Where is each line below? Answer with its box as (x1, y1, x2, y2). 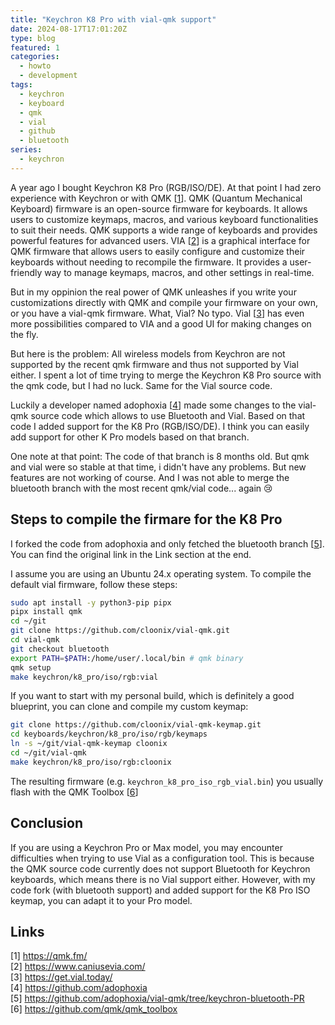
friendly (10, 266, 43, 278)
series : (10, 145, 43, 155)
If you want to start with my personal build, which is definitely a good (10, 690, 295, 702)
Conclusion (10, 815, 84, 832)
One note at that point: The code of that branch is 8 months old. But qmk (10, 450, 310, 462)
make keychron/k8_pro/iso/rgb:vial (10, 672, 159, 682)
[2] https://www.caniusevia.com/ (10, 961, 146, 973)
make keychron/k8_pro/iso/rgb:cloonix (10, 757, 172, 767)
